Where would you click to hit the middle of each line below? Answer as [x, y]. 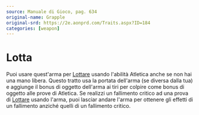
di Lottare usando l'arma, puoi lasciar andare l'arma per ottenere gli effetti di [100, 100]
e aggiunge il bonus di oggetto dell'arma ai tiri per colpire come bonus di [95, 87]
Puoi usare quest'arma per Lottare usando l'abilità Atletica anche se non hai [99, 74]
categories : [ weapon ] [33, 28]
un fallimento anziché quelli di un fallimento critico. [69, 106]
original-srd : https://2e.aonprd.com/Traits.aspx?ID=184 [78, 23]
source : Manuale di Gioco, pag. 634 [52, 12]
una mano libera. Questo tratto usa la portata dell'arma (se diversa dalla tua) [99, 80]
